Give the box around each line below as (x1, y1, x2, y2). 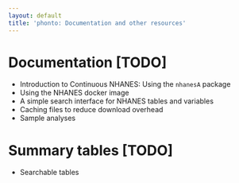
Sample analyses (19, 113, 76, 123)
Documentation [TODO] (8, 53, 167, 72)
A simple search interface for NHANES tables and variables (19, 96, 214, 106)
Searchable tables (19, 168, 79, 177)
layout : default (8, 11, 62, 20)
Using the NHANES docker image (19, 88, 129, 98)
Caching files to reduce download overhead (19, 105, 164, 115)
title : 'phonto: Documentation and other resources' (8, 19, 187, 27)
